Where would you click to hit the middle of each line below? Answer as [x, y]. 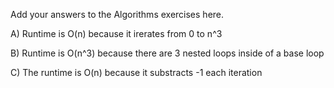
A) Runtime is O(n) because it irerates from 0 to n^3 [116, 33]
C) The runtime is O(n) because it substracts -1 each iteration [136, 72]
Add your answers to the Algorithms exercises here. [117, 14]
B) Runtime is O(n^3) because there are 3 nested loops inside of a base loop [167, 53]
